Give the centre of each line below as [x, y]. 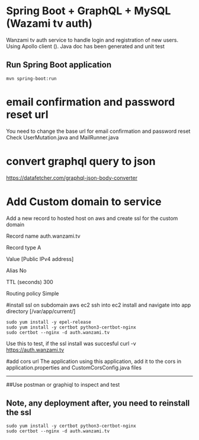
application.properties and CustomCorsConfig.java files [74, 367]
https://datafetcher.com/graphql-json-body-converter [72, 178]
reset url [27, 114]
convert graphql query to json [81, 161]
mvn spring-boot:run [32, 78]
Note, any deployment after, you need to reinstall [98, 403]
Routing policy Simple [33, 293]
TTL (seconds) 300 [30, 282]
